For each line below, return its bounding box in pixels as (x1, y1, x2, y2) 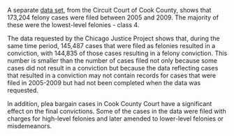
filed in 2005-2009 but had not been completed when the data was (7, 79, 201, 86)
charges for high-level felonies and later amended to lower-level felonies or (7, 114, 224, 123)
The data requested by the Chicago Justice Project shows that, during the (7, 34, 220, 43)
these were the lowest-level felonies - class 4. (7, 21, 140, 29)
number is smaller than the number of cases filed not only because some (7, 56, 218, 65)
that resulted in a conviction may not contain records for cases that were (7, 71, 217, 80)
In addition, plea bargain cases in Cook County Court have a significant (7, 100, 212, 107)
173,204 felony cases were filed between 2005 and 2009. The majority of (7, 13, 219, 22)
